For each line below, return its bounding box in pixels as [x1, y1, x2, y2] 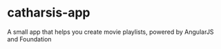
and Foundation [7, 35, 52, 43]
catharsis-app [7, 5, 91, 21]
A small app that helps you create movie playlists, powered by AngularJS [7, 28, 214, 36]
